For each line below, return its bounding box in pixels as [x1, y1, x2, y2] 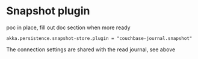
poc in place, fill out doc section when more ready [6, 24, 131, 31]
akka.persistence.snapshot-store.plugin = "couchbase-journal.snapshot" [6, 35, 193, 41]
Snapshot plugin [6, 4, 90, 18]
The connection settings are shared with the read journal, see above [6, 46, 176, 53]
